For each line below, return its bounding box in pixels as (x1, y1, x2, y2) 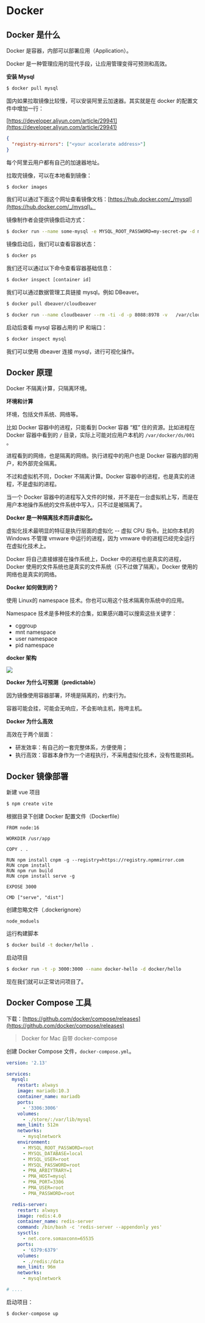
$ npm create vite (6, 801, 53, 807)
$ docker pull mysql (6, 85, 59, 91)
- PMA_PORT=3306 (22, 1179, 64, 1185)
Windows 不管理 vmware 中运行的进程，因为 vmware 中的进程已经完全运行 (6, 535, 195, 542)
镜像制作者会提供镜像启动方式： (6, 216, 87, 224)
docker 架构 (6, 654, 37, 661)
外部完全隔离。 (22, 460, 60, 467)
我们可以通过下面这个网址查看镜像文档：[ (6, 195, 110, 203)
